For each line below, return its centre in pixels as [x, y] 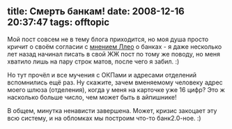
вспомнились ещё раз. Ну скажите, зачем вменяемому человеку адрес [115, 82]
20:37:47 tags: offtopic [59, 23]
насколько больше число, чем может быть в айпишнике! [92, 97]
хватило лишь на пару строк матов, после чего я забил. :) [93, 61]
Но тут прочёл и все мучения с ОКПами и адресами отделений [102, 75]
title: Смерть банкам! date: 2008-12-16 [96, 12]
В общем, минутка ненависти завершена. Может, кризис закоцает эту [112, 110]
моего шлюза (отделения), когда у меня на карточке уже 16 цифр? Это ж [116, 89]
